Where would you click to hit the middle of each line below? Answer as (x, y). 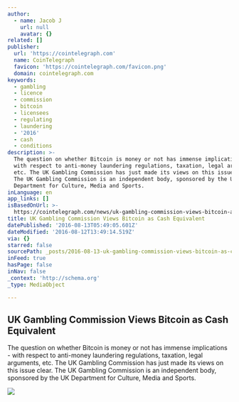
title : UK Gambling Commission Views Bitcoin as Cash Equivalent (106, 219)
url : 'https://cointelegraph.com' (65, 54)
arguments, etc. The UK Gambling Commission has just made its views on (116, 363)
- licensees (32, 113)
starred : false (30, 245)
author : (19, 14)
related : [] (25, 40)
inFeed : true (27, 259)
